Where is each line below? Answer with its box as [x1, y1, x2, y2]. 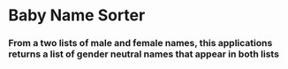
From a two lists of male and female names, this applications [8, 37, 273, 50]
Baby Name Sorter [8, 5, 146, 26]
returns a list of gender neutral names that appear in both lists [8, 48, 280, 60]
